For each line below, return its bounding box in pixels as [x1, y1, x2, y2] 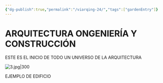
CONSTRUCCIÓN [5, 38, 76, 49]
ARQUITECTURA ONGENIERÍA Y [5, 28, 138, 39]
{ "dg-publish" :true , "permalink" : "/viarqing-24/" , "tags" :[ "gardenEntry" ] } [5, 7, 159, 12]
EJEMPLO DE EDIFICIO [5, 73, 51, 79]
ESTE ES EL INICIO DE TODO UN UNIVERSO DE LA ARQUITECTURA [5, 54, 142, 60]
